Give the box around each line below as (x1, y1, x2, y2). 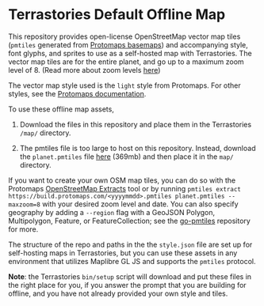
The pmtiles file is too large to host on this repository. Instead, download (19, 143, 256, 153)
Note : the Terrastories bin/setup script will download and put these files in (8, 271, 252, 281)
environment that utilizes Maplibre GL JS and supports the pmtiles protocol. (8, 256, 256, 266)
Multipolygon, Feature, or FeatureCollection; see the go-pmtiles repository (8, 216, 251, 225)
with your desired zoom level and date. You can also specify (42, 199, 239, 209)
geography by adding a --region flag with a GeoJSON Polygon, (8, 207, 216, 217)
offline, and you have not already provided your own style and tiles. (8, 289, 228, 298)
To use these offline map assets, (8, 104, 115, 114)
